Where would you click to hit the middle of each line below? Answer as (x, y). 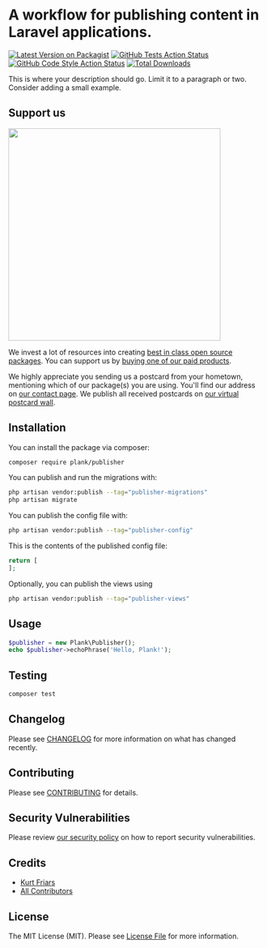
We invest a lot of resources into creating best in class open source (121, 352)
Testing (28, 675)
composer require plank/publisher (67, 462)
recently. (23, 747)
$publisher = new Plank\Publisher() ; (72, 642)
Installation (37, 428)
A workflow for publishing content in (134, 15)
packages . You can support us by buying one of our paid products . (120, 360)
